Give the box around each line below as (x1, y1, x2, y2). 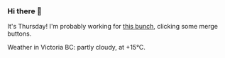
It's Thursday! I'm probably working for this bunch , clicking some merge (7, 22, 219, 31)
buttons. (7, 29, 32, 38)
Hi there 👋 (7, 6, 43, 16)
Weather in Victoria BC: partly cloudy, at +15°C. (7, 43, 146, 52)
